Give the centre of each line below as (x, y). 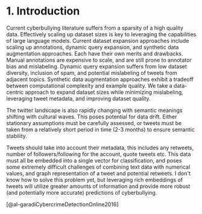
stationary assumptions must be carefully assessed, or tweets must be (94, 123)
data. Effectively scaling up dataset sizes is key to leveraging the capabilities (101, 34)
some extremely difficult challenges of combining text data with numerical (98, 167)
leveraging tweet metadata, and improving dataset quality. (78, 99)
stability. (17, 136)
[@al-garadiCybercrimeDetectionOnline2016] (62, 204)
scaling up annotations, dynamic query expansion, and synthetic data (93, 47)
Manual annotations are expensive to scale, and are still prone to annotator (99, 60)
